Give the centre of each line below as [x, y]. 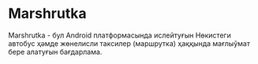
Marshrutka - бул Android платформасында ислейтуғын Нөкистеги [120, 35]
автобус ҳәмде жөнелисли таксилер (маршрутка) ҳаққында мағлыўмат [129, 43]
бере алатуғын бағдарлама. [55, 52]
